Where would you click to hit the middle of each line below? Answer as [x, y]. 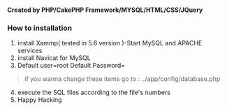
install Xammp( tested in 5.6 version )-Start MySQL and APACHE [110, 43]
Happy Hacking [39, 99]
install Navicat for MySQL [54, 58]
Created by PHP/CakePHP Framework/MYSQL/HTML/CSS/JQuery [105, 10]
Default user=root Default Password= [71, 65]
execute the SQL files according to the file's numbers [94, 92]
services [30, 50]
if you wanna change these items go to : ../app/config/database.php [122, 79]
